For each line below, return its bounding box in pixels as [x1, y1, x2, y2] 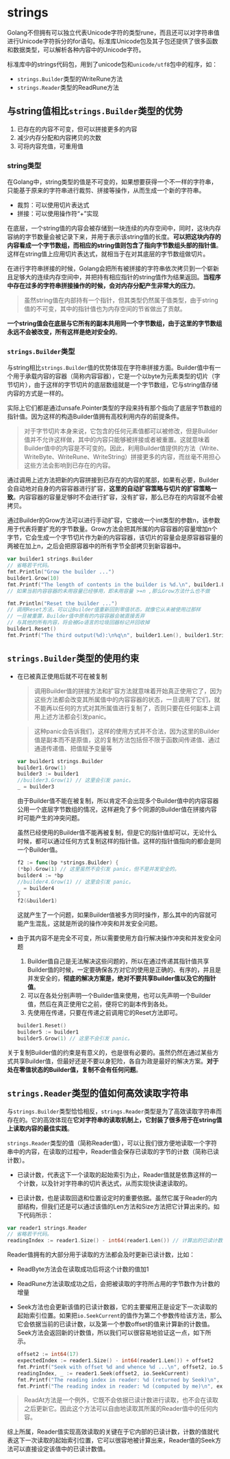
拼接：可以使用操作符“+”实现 [16, 209, 99, 218]
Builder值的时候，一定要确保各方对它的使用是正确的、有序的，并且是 [27, 966, 221, 974]
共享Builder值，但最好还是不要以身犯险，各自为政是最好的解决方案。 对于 [12, 1057, 219, 1065]
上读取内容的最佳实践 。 [7, 1124, 73, 1132]
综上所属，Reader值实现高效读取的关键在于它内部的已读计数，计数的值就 [7, 1427, 214, 1436]
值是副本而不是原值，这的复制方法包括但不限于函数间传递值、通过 [34, 736, 220, 744]
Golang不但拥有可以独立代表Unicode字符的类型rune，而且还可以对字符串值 [7, 28, 220, 36]
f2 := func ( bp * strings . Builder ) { [16, 859, 119, 866]
